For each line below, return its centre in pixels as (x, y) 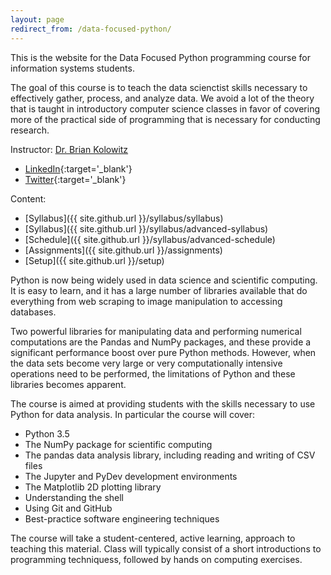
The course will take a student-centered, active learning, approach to (153, 538)
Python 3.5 (47, 433)
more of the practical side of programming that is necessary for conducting (165, 119)
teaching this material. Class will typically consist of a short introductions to (166, 548)
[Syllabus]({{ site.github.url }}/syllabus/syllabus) (124, 218)
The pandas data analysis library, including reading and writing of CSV (170, 455)
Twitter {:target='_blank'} (75, 179)
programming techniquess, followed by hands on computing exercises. (156, 559)
